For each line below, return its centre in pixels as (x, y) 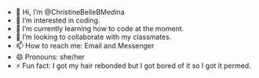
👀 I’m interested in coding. (58, 20)
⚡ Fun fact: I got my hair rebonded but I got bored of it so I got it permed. (133, 66)
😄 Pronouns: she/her (50, 57)
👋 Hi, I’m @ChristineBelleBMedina (70, 12)
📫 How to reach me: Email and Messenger (85, 46)
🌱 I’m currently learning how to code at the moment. (100, 28)
